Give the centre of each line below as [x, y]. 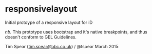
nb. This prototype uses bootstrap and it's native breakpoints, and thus [76, 32]
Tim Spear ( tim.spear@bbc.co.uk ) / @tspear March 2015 [62, 46]
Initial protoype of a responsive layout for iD [49, 22]
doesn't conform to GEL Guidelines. [41, 37]
